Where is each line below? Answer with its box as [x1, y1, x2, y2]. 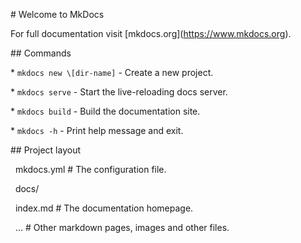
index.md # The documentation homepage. [14, 202, 194, 214]
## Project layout [10, 144, 82, 156]
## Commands [10, 47, 72, 59]
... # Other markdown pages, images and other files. [14, 222, 230, 233]
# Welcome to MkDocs [10, 9, 105, 20]
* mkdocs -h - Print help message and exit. [10, 125, 184, 136]
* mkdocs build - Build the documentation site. [10, 105, 201, 117]
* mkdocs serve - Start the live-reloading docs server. [10, 86, 228, 98]
